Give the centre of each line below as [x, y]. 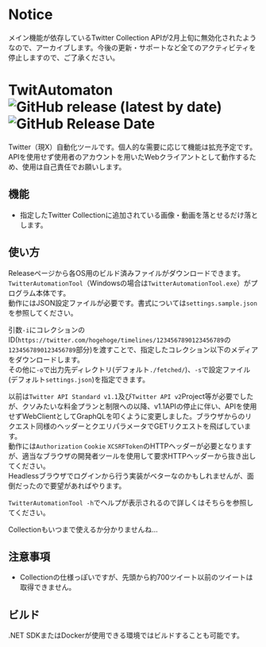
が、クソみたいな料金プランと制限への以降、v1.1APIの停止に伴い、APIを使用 [133, 406]
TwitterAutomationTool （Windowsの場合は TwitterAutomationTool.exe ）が [130, 283]
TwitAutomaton [61, 90]
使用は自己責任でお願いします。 [74, 167]
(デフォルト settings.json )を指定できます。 [79, 379]
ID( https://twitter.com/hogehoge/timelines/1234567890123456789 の [120, 339]
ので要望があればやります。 [81, 486]
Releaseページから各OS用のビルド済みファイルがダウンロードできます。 [127, 273]
